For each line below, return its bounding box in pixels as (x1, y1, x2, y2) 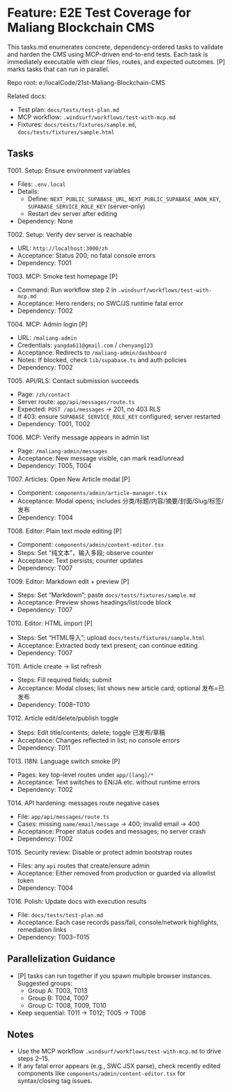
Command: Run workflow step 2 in (17, 286, 117, 294)
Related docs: (7, 92, 47, 100)
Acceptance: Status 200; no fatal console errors (17, 251, 156, 259)
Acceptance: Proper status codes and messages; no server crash (17, 827, 206, 835)
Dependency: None (17, 217, 74, 225)
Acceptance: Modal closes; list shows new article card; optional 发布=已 (17, 684, 225, 692)
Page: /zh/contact (17, 390, 71, 398)
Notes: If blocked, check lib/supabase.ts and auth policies (17, 355, 187, 364)
